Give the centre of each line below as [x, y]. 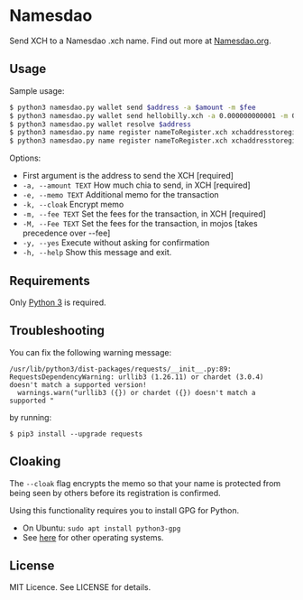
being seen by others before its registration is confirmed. [115, 493]
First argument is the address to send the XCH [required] [128, 176]
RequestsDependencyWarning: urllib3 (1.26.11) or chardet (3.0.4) [137, 377]
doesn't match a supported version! [78, 384]
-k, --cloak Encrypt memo [73, 205]
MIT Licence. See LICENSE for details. [80, 587]
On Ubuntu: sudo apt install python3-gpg [101, 528]
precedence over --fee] [66, 233]
